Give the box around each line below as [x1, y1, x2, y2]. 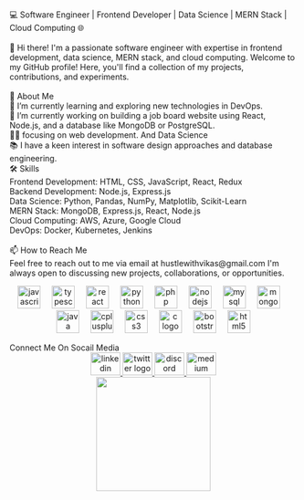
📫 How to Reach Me [9, 245, 88, 255]
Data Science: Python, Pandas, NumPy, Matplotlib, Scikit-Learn [9, 196, 247, 206]
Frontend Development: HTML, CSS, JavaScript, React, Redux [9, 176, 243, 187]
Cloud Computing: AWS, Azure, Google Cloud [9, 215, 181, 225]
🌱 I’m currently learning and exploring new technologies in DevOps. [9, 100, 263, 111]
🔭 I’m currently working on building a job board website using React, [9, 110, 267, 120]
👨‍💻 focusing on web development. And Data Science [9, 130, 208, 141]
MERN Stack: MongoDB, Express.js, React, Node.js [9, 205, 201, 216]
